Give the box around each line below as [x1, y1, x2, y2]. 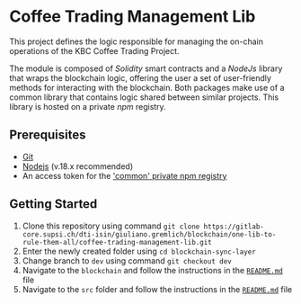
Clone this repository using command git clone [22, 220, 200, 231]
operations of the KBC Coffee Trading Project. [9, 45, 180, 56]
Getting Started [9, 196, 98, 212]
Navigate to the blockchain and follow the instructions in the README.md [22, 264, 283, 275]
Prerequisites [9, 128, 86, 143]
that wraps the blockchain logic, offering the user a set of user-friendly [9, 72, 272, 83]
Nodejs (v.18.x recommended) [22, 160, 134, 172]
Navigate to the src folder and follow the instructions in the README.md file [22, 283, 293, 294]
